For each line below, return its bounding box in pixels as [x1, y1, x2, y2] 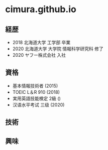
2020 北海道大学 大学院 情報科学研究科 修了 [12, 46, 104, 52]
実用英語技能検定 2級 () [12, 95, 61, 101]
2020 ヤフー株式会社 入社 [12, 52, 66, 58]
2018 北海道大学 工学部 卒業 [12, 40, 71, 45]
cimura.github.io [5, 4, 76, 15]
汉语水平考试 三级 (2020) [12, 101, 65, 107]
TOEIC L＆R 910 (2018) [12, 89, 60, 95]
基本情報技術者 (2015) [12, 83, 58, 89]
